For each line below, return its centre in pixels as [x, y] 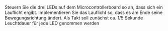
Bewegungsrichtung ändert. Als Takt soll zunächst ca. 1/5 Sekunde [74, 18]
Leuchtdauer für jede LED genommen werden [52, 23]
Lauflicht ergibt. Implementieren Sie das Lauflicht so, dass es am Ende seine [84, 12]
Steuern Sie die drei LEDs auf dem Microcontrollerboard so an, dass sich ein [84, 7]
